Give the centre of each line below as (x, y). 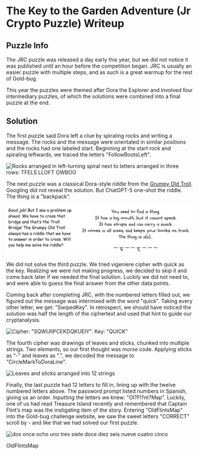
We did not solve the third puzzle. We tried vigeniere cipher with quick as (95, 264)
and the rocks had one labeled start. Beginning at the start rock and (89, 148)
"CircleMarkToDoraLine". (36, 362)
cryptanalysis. (23, 320)
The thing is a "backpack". (38, 196)
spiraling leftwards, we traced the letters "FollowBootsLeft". (78, 154)
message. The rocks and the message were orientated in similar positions (96, 142)
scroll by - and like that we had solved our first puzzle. (73, 422)
